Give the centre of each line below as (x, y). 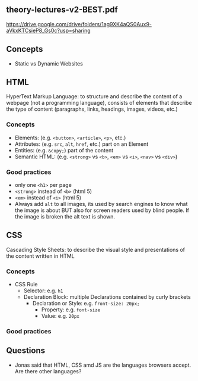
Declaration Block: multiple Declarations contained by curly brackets (107, 297)
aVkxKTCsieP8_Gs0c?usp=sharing (48, 30)
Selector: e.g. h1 (43, 291)
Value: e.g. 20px (60, 316)
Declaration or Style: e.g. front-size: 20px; (86, 304)
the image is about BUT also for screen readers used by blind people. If (102, 210)
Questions (26, 351)
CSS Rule (26, 285)
